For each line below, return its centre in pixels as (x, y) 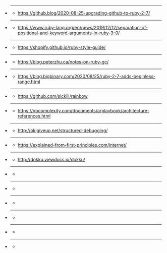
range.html (29, 82)
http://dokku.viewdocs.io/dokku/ (51, 160)
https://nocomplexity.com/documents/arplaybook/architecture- (83, 111)
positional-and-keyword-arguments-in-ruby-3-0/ (69, 33)
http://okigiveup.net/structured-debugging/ (63, 131)
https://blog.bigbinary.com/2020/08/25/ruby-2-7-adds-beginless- (87, 76)
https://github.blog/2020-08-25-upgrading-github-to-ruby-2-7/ (84, 13)
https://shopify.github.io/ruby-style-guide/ (62, 47)
